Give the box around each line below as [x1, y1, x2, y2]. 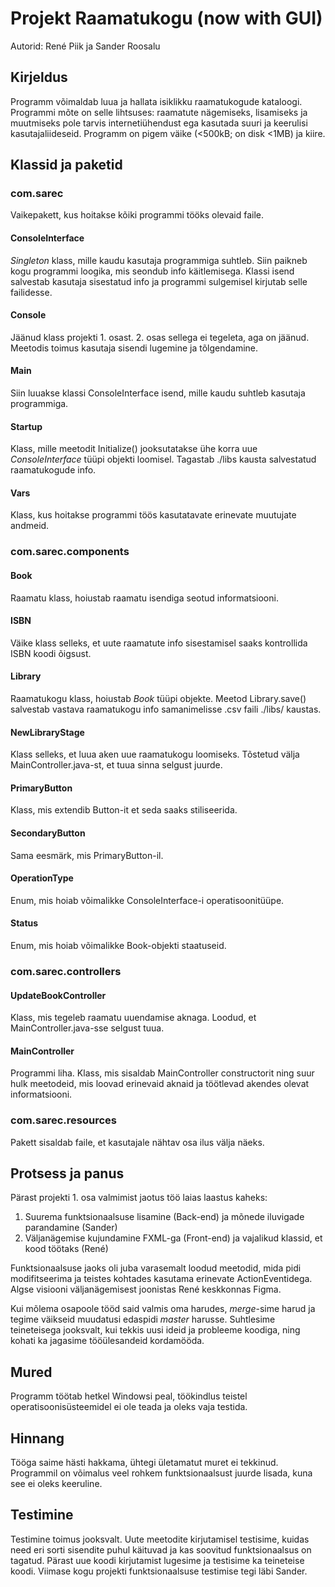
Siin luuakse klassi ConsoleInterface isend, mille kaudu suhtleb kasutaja [10, 387, 306, 399]
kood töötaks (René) [24, 1243, 109, 1255]
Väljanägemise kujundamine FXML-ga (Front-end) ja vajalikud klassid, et [24, 1232, 323, 1244]
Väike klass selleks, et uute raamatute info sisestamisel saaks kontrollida [10, 637, 308, 649]
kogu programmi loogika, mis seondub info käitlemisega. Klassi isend [10, 265, 295, 277]
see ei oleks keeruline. [10, 1478, 103, 1490]
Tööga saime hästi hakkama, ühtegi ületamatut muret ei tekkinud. [10, 1457, 279, 1469]
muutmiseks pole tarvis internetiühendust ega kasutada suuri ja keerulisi [10, 117, 308, 129]
